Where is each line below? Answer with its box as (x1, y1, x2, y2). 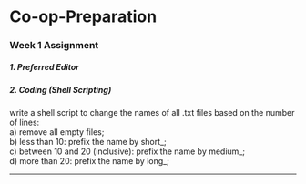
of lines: (9, 117, 40, 128)
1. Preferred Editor (9, 61, 80, 72)
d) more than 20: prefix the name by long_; (9, 156, 170, 167)
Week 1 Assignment (9, 39, 99, 52)
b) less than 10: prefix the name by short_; (9, 137, 167, 148)
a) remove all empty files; (9, 127, 105, 138)
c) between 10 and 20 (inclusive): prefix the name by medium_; (9, 146, 246, 157)
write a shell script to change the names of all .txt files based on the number (9, 107, 295, 118)
